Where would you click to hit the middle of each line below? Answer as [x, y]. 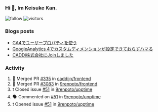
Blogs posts [20, 31]
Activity [15, 68]
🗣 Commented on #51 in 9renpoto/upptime [57, 97]
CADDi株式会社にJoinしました [43, 55]
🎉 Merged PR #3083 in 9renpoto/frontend [55, 84]
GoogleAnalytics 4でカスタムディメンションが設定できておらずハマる [82, 49]
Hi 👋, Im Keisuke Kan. [31, 8]
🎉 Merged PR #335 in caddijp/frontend [52, 79]
